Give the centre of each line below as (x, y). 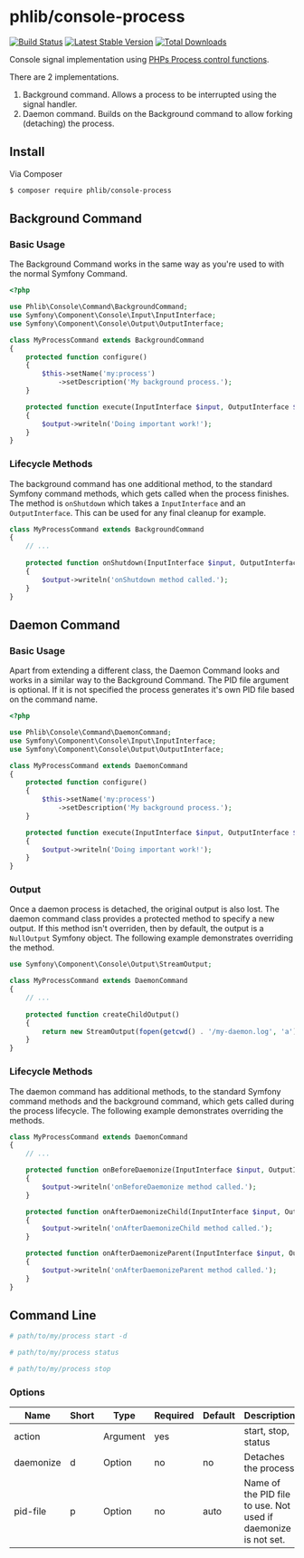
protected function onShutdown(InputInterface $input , (131, 563)
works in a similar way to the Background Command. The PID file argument (149, 680)
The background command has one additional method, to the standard (141, 483)
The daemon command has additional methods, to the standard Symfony (145, 1091)
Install (27, 152)
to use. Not (267, 1505)
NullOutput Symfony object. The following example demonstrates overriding (152, 938)
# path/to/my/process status (64, 1353)
